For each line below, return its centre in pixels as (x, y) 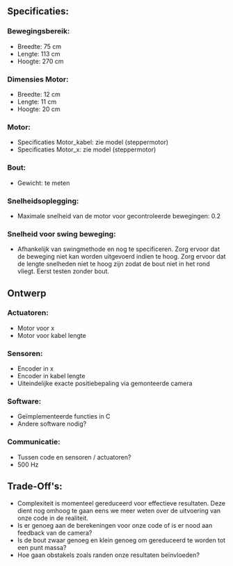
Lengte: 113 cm (39, 54)
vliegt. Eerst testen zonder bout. (63, 271)
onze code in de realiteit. (53, 518)
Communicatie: (34, 442)
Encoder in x (35, 369)
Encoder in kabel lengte (51, 376)
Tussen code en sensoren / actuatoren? (74, 457)
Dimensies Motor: (38, 79)
